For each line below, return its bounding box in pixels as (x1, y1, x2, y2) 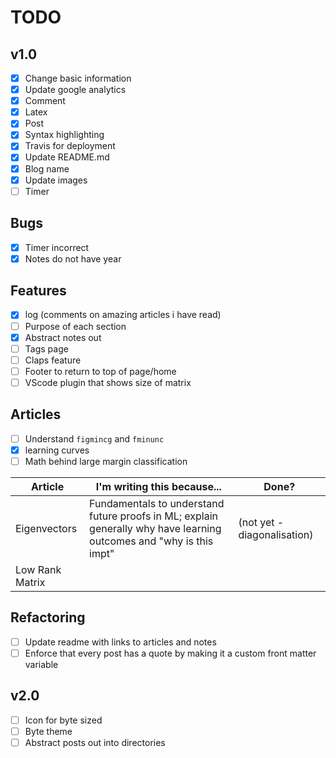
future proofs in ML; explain (89, 509, 219, 523)
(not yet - (238, 515, 285, 529)
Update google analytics (24, 84, 127, 96)
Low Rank (15, 562, 62, 576)
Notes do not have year (24, 252, 122, 265)
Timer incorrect (24, 241, 90, 253)
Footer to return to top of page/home (24, 365, 177, 377)
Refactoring (10, 609, 86, 626)
